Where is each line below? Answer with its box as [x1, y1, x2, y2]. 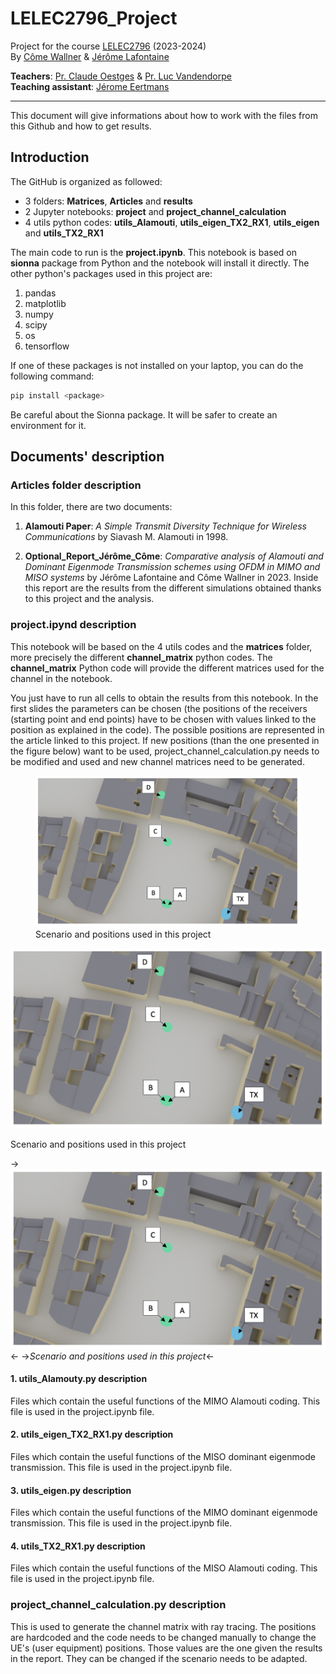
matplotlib [24, 297, 67, 309]
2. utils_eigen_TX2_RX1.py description [10, 1428, 174, 1441]
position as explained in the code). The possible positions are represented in [10, 723, 325, 736]
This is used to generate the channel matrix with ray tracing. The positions [10, 1620, 317, 1632]
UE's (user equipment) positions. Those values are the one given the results [10, 1642, 323, 1654]
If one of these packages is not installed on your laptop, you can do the [10, 359, 304, 371]
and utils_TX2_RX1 [24, 227, 104, 239]
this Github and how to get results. [10, 120, 152, 132]
